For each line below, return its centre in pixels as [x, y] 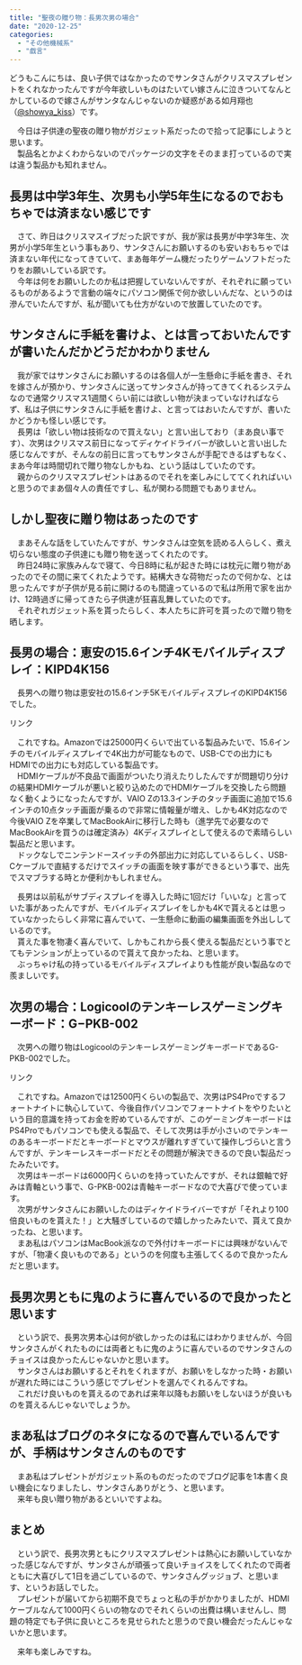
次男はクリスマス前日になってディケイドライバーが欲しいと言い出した [158, 443]
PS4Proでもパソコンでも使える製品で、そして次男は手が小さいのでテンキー [149, 1130]
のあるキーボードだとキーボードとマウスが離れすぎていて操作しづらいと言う [151, 1142]
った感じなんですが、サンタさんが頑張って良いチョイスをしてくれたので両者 [151, 1564]
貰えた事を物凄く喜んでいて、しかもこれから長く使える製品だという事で [150, 942]
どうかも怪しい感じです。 [64, 420]
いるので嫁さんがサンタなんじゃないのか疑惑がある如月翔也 [143, 101]
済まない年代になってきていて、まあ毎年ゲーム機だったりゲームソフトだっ [146, 259]
